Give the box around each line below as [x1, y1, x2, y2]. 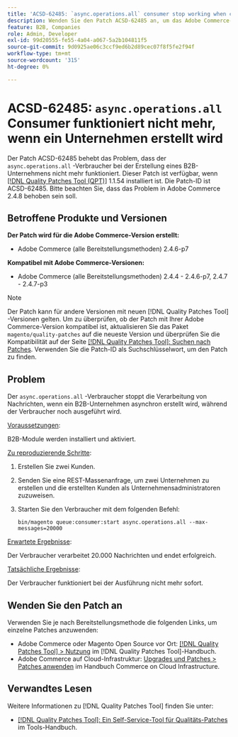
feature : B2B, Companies [7, 23, 81, 31]
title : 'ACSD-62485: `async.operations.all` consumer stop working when [7, 10, 227, 18]
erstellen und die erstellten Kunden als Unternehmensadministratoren [17, 484, 221, 493]
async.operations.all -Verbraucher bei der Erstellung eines [7, 161, 182, 170]
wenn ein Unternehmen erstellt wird [7, 130, 223, 146]
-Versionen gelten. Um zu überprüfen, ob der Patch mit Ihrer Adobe [7, 315, 204, 323]
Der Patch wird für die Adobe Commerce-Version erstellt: [7, 231, 179, 240]
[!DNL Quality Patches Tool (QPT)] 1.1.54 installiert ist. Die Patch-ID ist [7, 176, 211, 185]
